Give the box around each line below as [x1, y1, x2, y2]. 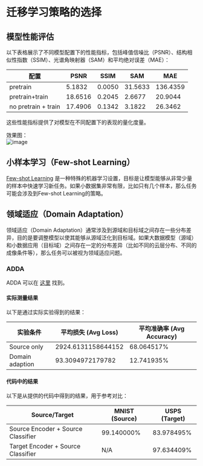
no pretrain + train [9, 102, 60, 111]
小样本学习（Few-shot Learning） [6, 157, 135, 168]
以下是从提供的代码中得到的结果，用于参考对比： [6, 392, 128, 399]
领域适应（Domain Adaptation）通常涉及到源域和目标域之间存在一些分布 [6, 226, 187, 234]
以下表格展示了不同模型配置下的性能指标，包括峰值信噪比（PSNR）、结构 [6, 49, 187, 56]
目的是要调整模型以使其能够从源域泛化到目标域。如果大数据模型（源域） [16, 234, 197, 241]
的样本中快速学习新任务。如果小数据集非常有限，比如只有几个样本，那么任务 [6, 182, 197, 189]
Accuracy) [146, 332, 177, 341]
